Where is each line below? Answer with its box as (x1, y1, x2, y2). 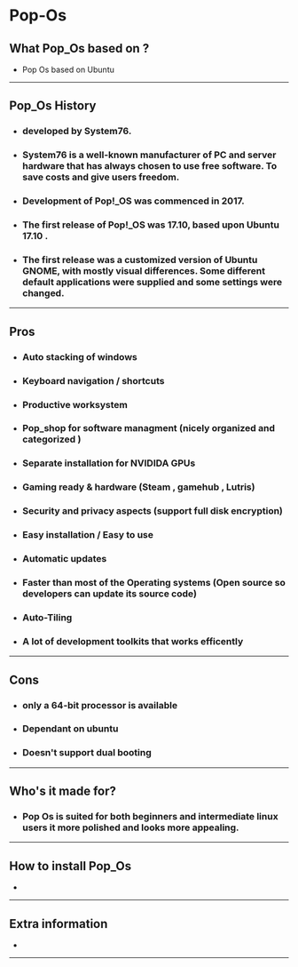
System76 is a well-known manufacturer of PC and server (21, 148, 277, 161)
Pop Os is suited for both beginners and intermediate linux (21, 811, 278, 823)
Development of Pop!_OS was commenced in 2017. (21, 195, 246, 207)
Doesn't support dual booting (21, 747, 153, 759)
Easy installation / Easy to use (21, 529, 153, 541)
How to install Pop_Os (9, 859, 131, 874)
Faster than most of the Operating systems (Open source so (21, 576, 286, 588)
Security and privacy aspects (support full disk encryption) (21, 505, 284, 517)
